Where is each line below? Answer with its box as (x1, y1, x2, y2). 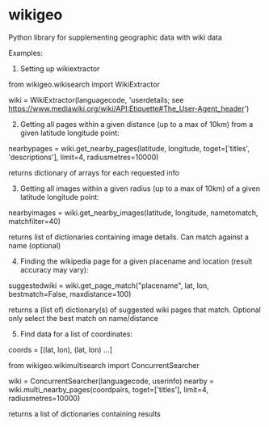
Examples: (8, 48, 43, 57)
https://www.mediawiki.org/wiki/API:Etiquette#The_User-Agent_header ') (8, 104, 250, 113)
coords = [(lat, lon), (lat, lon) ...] (8, 345, 113, 354)
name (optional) (8, 240, 61, 250)
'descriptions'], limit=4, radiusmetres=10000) (8, 152, 159, 162)
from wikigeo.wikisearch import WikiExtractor (8, 79, 160, 89)
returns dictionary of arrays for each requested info (8, 167, 180, 177)
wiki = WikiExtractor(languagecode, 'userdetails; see (8, 95, 184, 104)
